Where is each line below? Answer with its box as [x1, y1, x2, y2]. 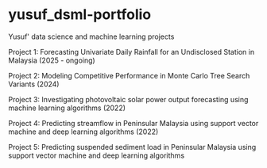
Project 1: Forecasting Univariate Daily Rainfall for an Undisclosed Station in [8, 47, 255, 56]
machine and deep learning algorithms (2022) [8, 127, 159, 136]
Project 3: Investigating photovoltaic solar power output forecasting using [8, 94, 249, 104]
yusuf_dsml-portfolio [8, 6, 152, 24]
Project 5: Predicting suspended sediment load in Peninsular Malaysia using [8, 142, 257, 151]
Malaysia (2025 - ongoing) [8, 55, 95, 65]
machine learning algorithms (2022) [8, 103, 126, 113]
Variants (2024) [8, 79, 60, 89]
